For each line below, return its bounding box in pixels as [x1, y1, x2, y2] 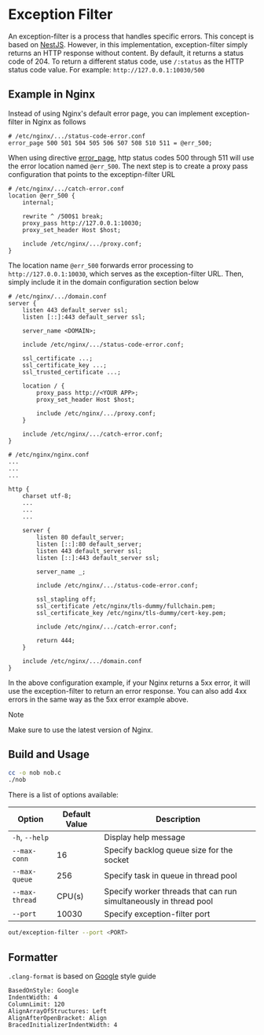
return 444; [36, 636, 76, 644]
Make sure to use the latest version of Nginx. [8, 725, 153, 735]
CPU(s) [56, 891, 84, 902]
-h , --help [12, 832, 49, 843]
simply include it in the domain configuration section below [8, 277, 199, 286]
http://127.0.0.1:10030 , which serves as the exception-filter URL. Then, [8, 269, 244, 278]
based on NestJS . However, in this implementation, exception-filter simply [8, 39, 248, 49]
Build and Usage [8, 748, 90, 761]
